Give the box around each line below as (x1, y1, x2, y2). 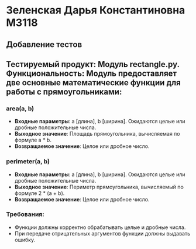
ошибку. (14, 236, 36, 243)
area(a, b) (6, 104, 34, 112)
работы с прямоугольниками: (6, 86, 122, 97)
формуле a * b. (14, 136, 51, 144)
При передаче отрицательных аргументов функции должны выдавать (14, 230, 191, 237)
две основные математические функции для (6, 78, 181, 88)
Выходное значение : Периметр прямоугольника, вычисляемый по (14, 183, 184, 190)
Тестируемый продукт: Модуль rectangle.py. (6, 59, 180, 69)
